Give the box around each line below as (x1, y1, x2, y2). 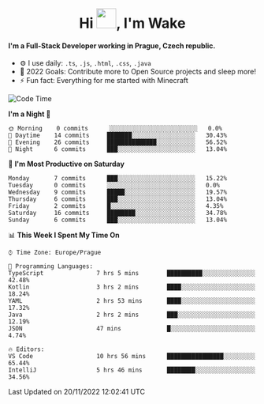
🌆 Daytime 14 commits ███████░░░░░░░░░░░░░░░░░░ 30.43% (8, 131, 227, 140)
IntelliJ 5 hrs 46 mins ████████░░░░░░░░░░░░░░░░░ (8, 366, 256, 375)
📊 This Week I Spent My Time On (8, 230, 120, 240)
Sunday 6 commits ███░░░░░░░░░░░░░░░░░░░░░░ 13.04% (8, 216, 227, 225)
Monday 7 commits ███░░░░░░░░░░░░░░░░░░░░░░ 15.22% (8, 175, 227, 183)
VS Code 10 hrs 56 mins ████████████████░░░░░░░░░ (8, 353, 256, 361)
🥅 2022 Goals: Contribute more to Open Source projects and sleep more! (19, 67, 257, 77)
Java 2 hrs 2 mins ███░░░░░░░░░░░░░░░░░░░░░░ (8, 311, 256, 319)
